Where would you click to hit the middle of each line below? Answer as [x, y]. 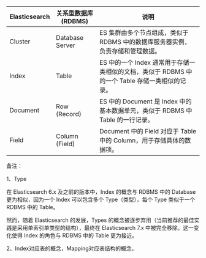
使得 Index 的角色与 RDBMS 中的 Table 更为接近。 [74, 235]
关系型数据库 [75, 13]
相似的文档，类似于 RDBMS [145, 72]
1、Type [17, 179]
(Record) [69, 114]
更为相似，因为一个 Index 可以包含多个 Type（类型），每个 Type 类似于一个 [101, 199]
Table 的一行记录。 [127, 120]
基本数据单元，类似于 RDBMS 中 [146, 111]
